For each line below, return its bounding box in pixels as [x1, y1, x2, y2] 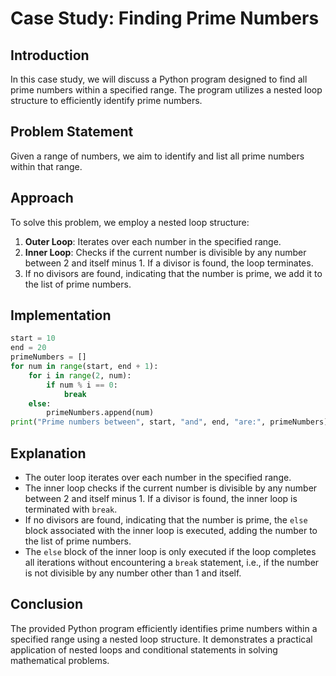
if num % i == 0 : [46, 380, 118, 390]
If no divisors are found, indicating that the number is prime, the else [24, 514, 308, 526]
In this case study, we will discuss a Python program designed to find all [10, 73, 308, 85]
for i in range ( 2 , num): [28, 370, 132, 381]
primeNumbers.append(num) [46, 408, 155, 418]
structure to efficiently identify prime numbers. [10, 95, 203, 106]
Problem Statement [10, 123, 134, 141]
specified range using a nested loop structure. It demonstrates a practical [10, 633, 313, 645]
